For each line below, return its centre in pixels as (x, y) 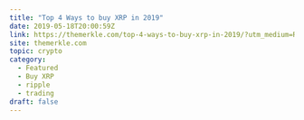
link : (19, 34)
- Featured (38, 69)
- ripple (34, 85)
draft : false (34, 102)
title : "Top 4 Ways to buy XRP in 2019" (87, 18)
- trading (36, 93)
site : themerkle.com (48, 43)
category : (28, 60)
